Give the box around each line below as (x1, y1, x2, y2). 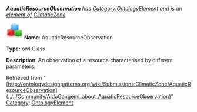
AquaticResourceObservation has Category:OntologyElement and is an (6, 5, 182, 12)
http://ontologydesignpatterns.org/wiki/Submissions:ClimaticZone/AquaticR (8, 80, 191, 87)
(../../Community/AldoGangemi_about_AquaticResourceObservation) (6, 93, 172, 100)
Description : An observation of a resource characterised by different (6, 57, 173, 63)
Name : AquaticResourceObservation (24, 34, 113, 40)
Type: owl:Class (6, 45, 45, 52)
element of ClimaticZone (6, 11, 66, 18)
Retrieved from (6, 74, 42, 81)
